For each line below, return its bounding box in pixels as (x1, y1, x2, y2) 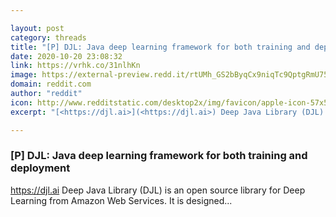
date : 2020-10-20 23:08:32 (10, 51, 123, 61)
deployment (10, 161, 71, 175)
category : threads (10, 32, 87, 43)
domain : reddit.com (10, 79, 92, 90)
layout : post (10, 23, 65, 33)
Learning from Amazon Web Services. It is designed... (10, 194, 233, 206)
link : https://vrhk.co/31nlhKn (10, 61, 141, 71)
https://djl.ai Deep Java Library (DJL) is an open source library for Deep (10, 184, 306, 196)
